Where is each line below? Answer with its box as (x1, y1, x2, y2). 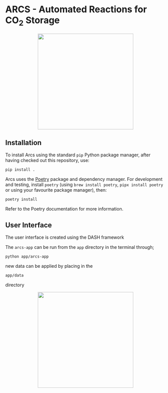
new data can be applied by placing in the (5, 263, 93, 269)
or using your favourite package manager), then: (5, 187, 107, 193)
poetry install (5, 197, 38, 202)
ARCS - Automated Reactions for (5, 4, 147, 15)
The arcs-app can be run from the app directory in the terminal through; (5, 244, 154, 250)
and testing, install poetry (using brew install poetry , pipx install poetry (5, 181, 163, 188)
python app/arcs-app (5, 254, 49, 259)
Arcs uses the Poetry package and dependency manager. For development (5, 176, 163, 182)
